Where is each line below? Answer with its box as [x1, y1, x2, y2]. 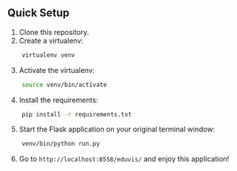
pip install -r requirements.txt [21, 110, 132, 118]
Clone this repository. [18, 27, 90, 36]
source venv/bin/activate [21, 81, 108, 89]
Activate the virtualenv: [18, 65, 95, 74]
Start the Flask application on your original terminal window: [18, 124, 216, 134]
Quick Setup [7, 6, 70, 20]
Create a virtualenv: [18, 36, 84, 45]
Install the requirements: [18, 95, 98, 104]
